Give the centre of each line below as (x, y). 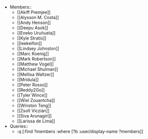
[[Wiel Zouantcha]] (36, 100)
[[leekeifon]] (30, 43)
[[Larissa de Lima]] (36, 121)
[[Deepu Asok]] (32, 28)
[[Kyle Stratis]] (32, 38)
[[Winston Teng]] (34, 105)
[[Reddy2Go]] (31, 90)
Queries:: (19, 126)
